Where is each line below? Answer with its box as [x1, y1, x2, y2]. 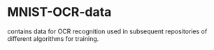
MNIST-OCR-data [7, 4, 112, 20]
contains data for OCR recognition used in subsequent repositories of [7, 27, 208, 35]
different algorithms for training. [7, 34, 99, 42]
